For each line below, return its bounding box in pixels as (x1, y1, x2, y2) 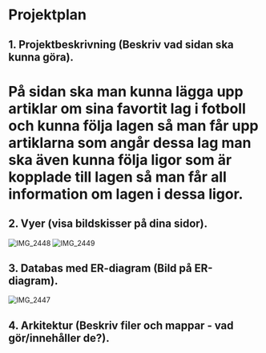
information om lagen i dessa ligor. (8, 185, 244, 203)
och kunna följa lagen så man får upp (8, 117, 259, 134)
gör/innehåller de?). (8, 331, 110, 345)
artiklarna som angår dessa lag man (8, 133, 252, 152)
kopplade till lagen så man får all (8, 167, 227, 186)
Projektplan (8, 6, 87, 24)
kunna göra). (8, 50, 75, 64)
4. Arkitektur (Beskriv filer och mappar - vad (8, 318, 234, 332)
